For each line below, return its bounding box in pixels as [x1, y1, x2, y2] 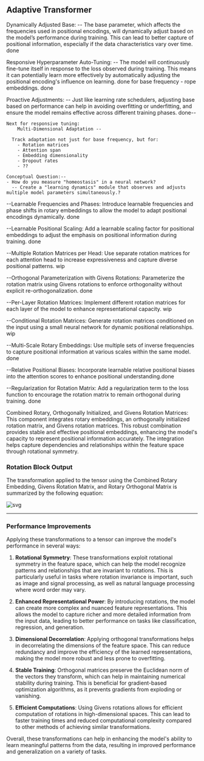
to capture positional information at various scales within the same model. [6, 348, 191, 355]
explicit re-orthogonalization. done [6, 287, 93, 294]
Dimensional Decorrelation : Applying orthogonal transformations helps [15, 635, 194, 643]
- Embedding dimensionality [17, 152, 88, 158]
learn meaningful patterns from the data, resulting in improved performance [6, 742, 196, 749]
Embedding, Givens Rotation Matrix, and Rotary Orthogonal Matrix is [6, 483, 177, 491]
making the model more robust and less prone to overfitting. [15, 655, 166, 662]
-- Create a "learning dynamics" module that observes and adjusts [12, 184, 186, 190]
